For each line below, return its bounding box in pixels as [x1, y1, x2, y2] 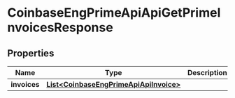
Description [187, 68, 227, 77]
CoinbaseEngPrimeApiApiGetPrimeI [7, 5, 221, 21]
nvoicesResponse [7, 19, 113, 35]
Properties [7, 47, 55, 59]
